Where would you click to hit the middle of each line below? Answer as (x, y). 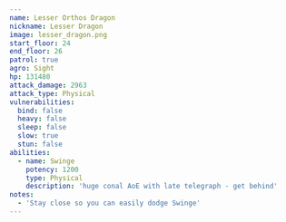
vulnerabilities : (42, 102)
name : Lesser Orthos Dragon (63, 18)
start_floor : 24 (40, 43)
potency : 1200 (52, 169)
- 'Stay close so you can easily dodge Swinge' (109, 203)
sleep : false (42, 128)
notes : (22, 195)
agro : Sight (32, 69)
